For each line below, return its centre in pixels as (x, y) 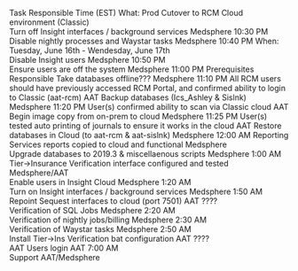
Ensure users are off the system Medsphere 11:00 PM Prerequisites (132, 69)
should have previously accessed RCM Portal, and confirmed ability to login (148, 88)
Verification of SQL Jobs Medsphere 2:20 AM (92, 210)
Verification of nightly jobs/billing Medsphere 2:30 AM (108, 220)
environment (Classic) (50, 22)
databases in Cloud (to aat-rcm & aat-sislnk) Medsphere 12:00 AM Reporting (149, 135)
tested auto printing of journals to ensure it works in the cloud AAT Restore (145, 126)
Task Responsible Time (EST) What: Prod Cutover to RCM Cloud (126, 13)
